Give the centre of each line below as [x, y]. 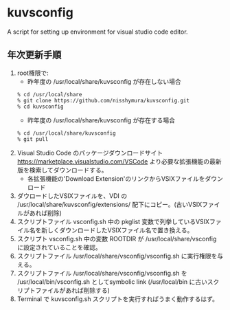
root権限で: [33, 73]
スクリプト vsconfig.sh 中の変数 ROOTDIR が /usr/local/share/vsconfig [117, 239]
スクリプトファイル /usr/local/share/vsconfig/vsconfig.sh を [102, 273]
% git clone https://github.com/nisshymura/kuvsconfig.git [103, 100]
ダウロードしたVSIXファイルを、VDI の [72, 196]
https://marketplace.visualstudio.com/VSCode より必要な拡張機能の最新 [119, 161]
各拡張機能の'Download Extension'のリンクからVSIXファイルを [116, 178]
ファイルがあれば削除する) [72, 290]
